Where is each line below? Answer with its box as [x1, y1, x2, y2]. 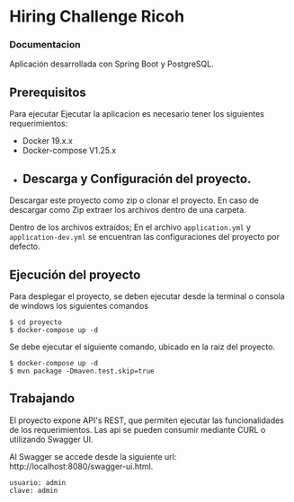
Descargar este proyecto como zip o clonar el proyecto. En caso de [9, 195, 259, 206]
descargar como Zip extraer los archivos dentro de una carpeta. [9, 205, 247, 216]
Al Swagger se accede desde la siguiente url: [9, 451, 177, 462]
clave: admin [9, 486, 58, 495]
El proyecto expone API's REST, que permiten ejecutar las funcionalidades [9, 415, 285, 426]
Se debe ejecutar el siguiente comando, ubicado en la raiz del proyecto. [9, 341, 276, 352]
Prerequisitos [9, 84, 87, 100]
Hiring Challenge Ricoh [9, 6, 185, 27]
